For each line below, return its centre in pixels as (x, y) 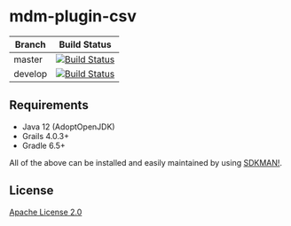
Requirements (49, 105)
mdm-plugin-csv (73, 16)
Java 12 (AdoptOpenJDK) (68, 127)
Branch (30, 44)
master (28, 59)
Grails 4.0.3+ (45, 136)
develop (31, 74)
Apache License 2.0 (46, 212)
